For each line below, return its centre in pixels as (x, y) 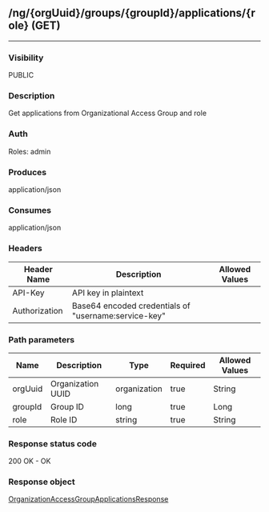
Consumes (30, 210)
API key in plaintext (108, 293)
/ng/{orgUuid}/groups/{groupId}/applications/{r (132, 13)
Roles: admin (30, 151)
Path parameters (41, 339)
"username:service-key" (119, 315)
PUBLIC (21, 75)
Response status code (53, 443)
